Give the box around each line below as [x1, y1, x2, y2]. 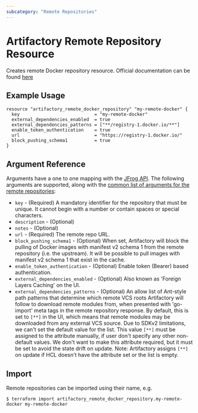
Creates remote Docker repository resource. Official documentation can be [6, 67, 190, 74]
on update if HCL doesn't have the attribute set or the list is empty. [14, 352, 179, 359]
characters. [14, 212, 44, 219]
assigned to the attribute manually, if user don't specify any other [14, 332, 176, 340]
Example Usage [6, 90, 66, 100]
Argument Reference [6, 159, 86, 169]
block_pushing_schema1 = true [11, 138, 111, 144]
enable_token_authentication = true [11, 127, 111, 133]
